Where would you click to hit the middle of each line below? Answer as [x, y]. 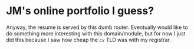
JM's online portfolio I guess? [80, 11]
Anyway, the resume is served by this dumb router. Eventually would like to [97, 27]
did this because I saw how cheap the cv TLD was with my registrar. [88, 40]
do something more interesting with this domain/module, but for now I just [96, 33]
